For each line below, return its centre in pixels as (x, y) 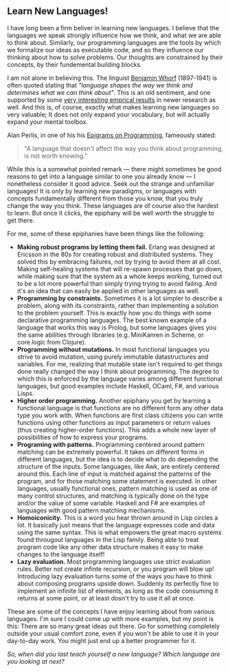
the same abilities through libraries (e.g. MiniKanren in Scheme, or (111, 335)
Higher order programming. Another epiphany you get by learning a (114, 400)
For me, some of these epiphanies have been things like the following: (106, 233)
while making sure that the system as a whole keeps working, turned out (119, 276)
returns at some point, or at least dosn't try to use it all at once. (106, 598)
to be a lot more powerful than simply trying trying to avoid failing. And (117, 283)
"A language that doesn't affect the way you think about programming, (123, 148)
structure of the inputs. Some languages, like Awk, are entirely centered (118, 466)
